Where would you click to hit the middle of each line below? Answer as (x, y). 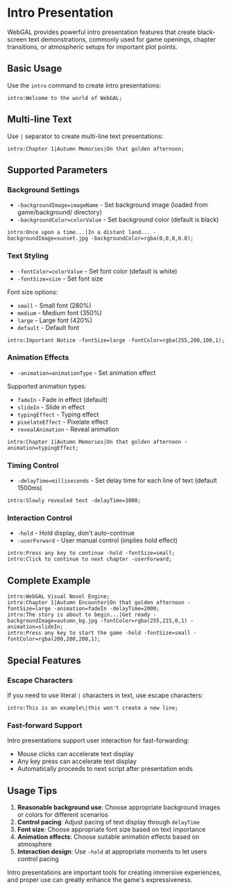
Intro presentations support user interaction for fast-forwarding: (98, 740)
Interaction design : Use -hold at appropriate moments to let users (112, 851)
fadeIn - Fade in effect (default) (62, 399)
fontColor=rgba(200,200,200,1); (54, 639)
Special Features (44, 660)
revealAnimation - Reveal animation (68, 429)
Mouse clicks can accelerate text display (75, 754)
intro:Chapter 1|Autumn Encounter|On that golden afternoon (96, 603)
